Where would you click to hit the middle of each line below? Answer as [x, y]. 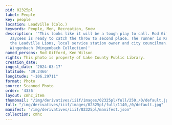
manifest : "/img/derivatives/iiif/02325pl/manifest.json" [68, 110]
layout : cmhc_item [25, 95]
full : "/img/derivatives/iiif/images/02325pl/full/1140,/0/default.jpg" [84, 105]
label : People [20, 15]
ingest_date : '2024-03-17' [34, 67]
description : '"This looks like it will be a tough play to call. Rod [82, 34]
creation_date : [21, 62]
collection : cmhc [24, 115]
